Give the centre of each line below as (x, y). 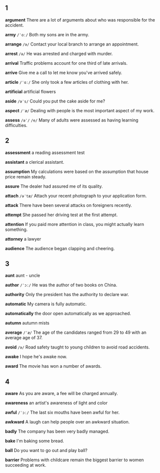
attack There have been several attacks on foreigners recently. (69, 205)
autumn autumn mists (27, 323)
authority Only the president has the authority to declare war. (67, 295)
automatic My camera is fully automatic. (46, 304)
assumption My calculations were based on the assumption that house (77, 172)
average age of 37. (24, 338)
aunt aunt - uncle (23, 275)
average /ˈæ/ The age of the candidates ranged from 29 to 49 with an (76, 332)
